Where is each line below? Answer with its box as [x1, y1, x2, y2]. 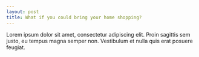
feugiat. [6, 43, 25, 51]
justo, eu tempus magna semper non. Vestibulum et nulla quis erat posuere [6, 37, 194, 44]
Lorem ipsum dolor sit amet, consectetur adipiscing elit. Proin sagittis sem [6, 31, 191, 38]
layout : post [6, 8, 39, 15]
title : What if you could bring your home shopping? [6, 14, 142, 20]
